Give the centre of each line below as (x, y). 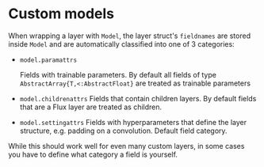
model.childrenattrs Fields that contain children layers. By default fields (138, 98)
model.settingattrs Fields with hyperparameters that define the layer (133, 122)
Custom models (61, 14)
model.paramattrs (48, 60)
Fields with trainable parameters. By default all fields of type (118, 74)
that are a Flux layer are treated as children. (91, 107)
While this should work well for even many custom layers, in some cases (126, 146)
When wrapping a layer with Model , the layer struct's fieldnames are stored (130, 36)
